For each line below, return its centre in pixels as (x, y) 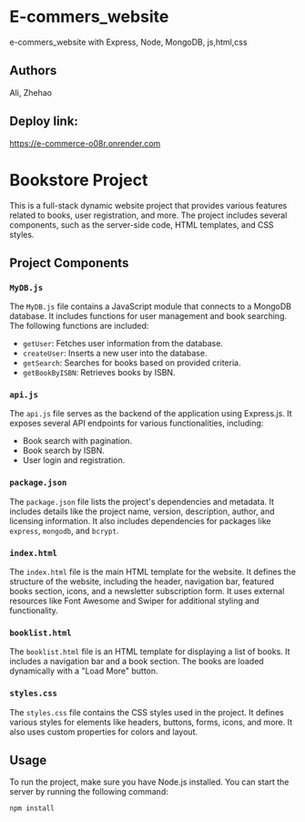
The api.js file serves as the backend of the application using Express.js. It (151, 414)
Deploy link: (44, 122)
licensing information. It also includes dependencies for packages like (140, 520)
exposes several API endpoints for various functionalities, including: (137, 423)
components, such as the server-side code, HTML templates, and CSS (142, 224)
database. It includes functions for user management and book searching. (148, 316)
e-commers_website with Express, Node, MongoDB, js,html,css (128, 42)
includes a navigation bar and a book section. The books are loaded (137, 662)
